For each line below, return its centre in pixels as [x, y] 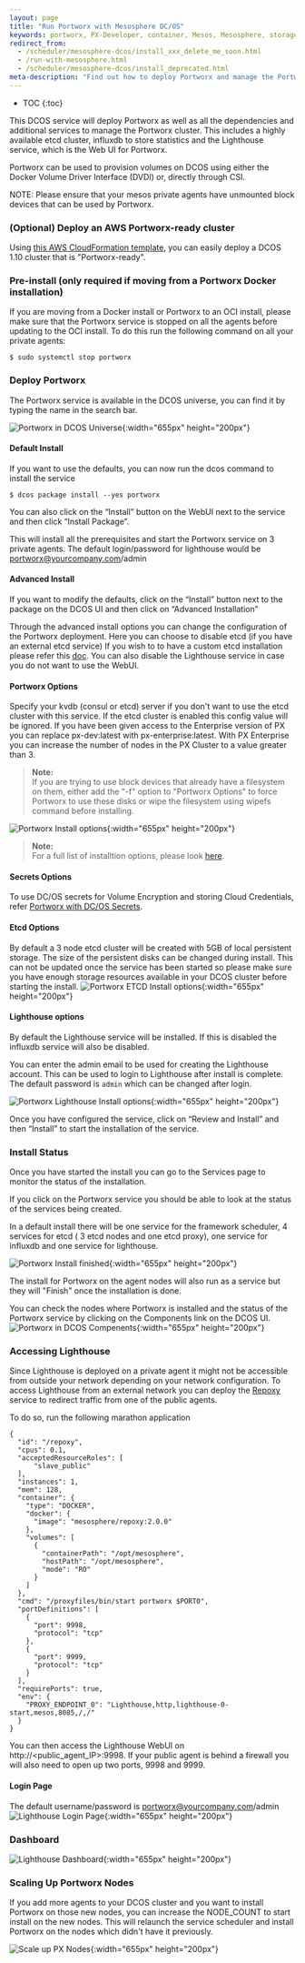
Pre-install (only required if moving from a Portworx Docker [143, 280]
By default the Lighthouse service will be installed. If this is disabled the [143, 1037]
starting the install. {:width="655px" [137, 986]
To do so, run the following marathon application [100, 1418]
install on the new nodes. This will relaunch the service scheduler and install [152, 1922]
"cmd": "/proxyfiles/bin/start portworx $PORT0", [113, 1602]
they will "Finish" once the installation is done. [95, 1291]
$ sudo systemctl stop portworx [70, 357]
